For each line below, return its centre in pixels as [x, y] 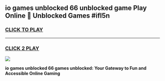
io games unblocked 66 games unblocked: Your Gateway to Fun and [76, 68]
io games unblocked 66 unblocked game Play [76, 8]
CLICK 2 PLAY [22, 48]
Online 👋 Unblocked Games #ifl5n [57, 16]
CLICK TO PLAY [24, 30]
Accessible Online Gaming [33, 73]
